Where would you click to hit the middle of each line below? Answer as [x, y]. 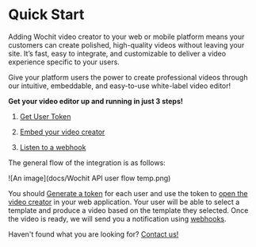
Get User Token [45, 116]
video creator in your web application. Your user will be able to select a [124, 202]
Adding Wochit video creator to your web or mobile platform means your [126, 37]
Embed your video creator [62, 132]
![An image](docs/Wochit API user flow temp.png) [90, 178]
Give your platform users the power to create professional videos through [128, 77]
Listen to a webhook [53, 147]
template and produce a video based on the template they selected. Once [128, 210]
